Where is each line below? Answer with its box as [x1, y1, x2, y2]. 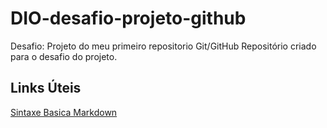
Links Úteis [10, 80, 82, 97]
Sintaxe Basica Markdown [10, 106, 118, 118]
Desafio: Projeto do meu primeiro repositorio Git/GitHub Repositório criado [10, 40, 317, 52]
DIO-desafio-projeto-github [10, 7, 247, 30]
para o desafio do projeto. [10, 50, 118, 62]
